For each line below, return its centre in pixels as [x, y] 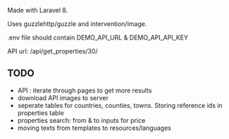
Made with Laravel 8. [38, 10]
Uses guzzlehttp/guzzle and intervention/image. [77, 24]
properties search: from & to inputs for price [81, 120]
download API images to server [63, 97]
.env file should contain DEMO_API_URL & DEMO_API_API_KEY [98, 37]
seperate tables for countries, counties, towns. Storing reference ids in [120, 105]
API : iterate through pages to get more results [85, 90]
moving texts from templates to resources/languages [94, 128]
